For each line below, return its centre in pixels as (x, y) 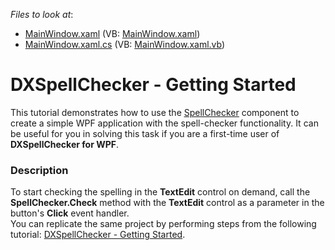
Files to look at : (42, 14)
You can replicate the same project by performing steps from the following (163, 224)
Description (39, 170)
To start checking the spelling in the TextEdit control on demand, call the (160, 192)
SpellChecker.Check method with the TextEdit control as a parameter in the (167, 203)
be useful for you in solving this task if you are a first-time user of (145, 133)
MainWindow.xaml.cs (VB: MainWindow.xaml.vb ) (125, 44)
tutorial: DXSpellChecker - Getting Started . (98, 235)
